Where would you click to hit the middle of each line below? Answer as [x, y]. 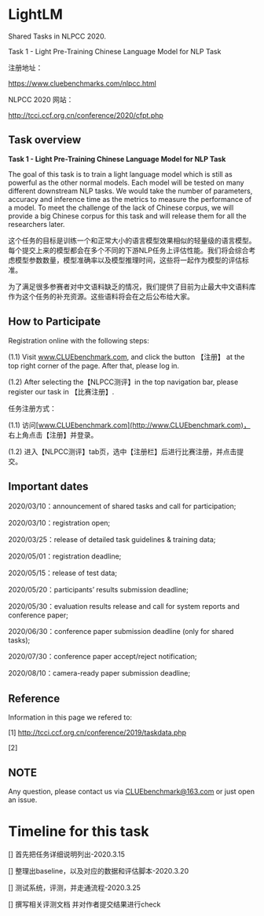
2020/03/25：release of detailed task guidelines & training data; [112, 540]
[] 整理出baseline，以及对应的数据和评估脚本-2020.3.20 [99, 870]
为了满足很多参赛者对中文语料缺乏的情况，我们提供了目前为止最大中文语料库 [132, 286]
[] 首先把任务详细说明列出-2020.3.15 [67, 854]
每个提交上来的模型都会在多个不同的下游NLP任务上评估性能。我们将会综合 [128, 250]
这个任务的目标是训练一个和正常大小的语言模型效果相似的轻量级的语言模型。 [132, 240]
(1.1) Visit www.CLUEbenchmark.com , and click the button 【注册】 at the [126, 357]
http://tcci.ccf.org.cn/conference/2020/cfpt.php [86, 115]
